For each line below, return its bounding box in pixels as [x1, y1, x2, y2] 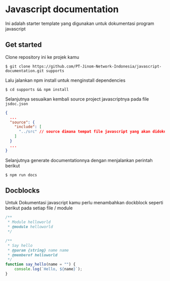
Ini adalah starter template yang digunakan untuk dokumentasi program [5, 20, 154, 26]
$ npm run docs [5, 172, 37, 177]
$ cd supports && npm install [5, 87, 69, 92]
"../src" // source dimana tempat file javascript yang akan [18, 129, 151, 134]
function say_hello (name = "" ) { [5, 262, 76, 267]
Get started [5, 41, 42, 49]
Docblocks [5, 186, 40, 195]
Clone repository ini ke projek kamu [5, 54, 79, 60]
